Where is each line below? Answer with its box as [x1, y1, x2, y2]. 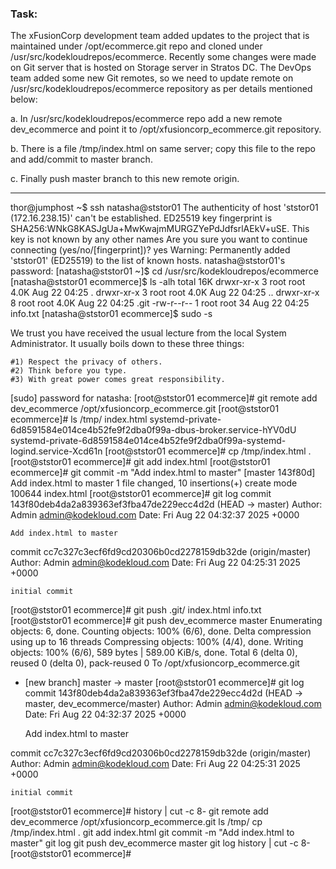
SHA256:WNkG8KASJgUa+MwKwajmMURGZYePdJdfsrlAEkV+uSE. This [10, 223, 310, 235]
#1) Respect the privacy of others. [10, 357, 163, 367]
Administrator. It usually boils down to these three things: [10, 338, 245, 350]
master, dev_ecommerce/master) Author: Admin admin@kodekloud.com [24, 698, 322, 710]
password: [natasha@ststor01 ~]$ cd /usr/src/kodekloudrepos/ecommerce [10, 265, 319, 277]
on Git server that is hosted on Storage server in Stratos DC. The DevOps [10, 62, 312, 74]
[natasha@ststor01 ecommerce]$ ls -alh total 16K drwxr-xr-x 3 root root [10, 276, 306, 288]
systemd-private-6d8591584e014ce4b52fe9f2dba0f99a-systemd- [10, 435, 287, 447]
